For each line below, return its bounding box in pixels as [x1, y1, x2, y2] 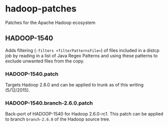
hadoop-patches [5, 3, 77, 14]
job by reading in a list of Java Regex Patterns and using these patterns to [5, 52, 158, 58]
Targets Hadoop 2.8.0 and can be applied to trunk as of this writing [5, 82, 144, 88]
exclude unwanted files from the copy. [5, 58, 84, 64]
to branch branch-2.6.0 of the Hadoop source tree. [5, 116, 110, 122]
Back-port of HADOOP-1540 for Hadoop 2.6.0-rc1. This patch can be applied [5, 111, 163, 117]
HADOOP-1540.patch [5, 70, 59, 77]
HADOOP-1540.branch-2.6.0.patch [5, 99, 93, 106]
